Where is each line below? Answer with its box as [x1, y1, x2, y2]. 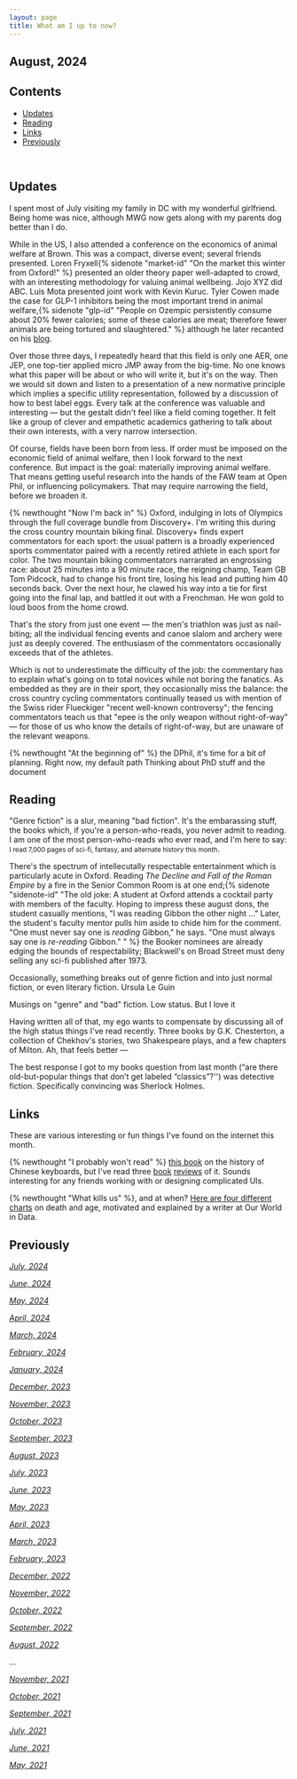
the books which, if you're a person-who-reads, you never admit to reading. [9, 825, 286, 835]
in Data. [9, 1212, 38, 1222]
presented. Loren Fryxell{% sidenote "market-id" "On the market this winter [9, 257, 285, 268]
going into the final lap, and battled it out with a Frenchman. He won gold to [9, 592, 285, 603]
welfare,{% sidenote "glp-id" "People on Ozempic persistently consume [9, 304, 272, 315]
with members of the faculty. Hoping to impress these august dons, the [9, 898, 270, 910]
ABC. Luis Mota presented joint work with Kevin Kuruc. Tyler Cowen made [9, 286, 280, 296]
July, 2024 [9, 1261, 49, 1271]
